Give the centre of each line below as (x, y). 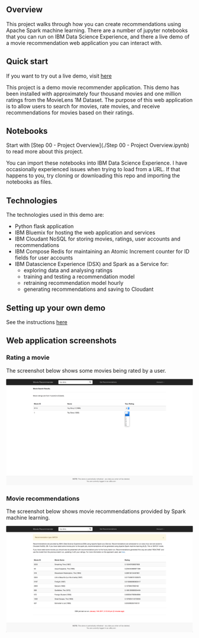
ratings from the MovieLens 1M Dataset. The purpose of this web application (99, 100)
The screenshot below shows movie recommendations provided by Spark (96, 511)
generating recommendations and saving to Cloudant (89, 289)
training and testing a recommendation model (79, 277)
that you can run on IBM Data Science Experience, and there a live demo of (98, 36)
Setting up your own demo (56, 308)
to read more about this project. (45, 152)
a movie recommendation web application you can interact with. (84, 43)
